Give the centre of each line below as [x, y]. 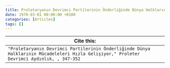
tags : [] [14, 24]
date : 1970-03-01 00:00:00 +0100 [40, 15]
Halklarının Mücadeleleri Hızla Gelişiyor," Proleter [74, 54]
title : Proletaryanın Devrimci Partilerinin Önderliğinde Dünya [74, 10]
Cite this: [85, 41]
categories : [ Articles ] [30, 19]
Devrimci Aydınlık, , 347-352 [44, 59]
